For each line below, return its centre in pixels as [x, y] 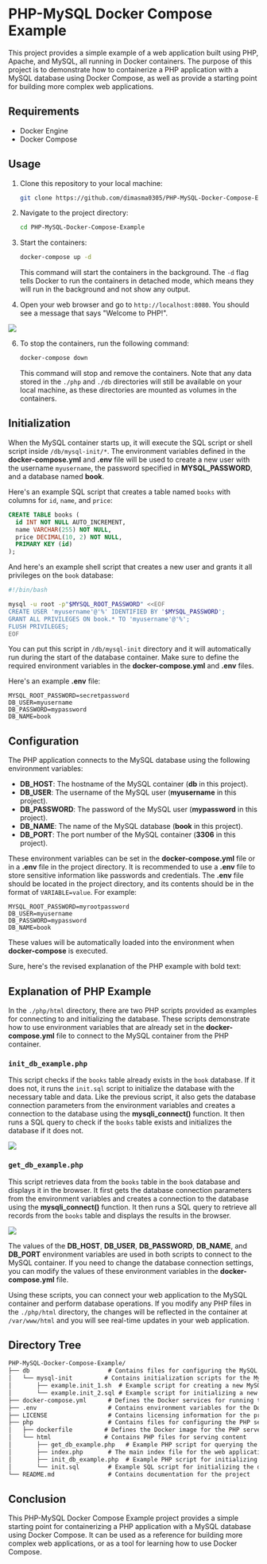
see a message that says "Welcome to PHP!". [94, 313]
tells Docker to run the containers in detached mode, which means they [137, 281]
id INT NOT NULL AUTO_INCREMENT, [71, 522]
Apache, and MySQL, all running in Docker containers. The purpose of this [130, 61]
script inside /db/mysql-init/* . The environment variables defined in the [127, 451]
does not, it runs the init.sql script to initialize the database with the [121, 1089]
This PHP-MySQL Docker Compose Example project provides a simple [124, 1518]
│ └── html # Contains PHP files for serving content [128, 1438]
